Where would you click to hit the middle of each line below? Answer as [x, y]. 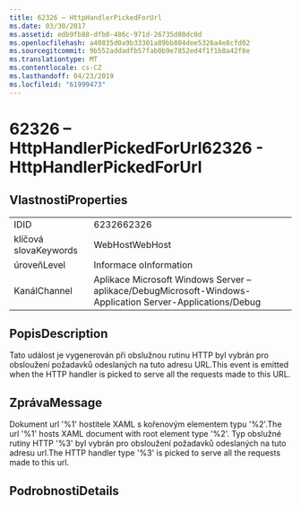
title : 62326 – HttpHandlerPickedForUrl [86, 18]
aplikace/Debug [127, 290]
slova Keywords [46, 250]
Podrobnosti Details [64, 491]
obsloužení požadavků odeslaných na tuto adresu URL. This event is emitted [149, 365]
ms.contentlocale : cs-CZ [56, 68]
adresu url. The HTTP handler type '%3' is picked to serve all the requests [145, 453]
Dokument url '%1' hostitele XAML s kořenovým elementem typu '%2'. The [146, 424]
